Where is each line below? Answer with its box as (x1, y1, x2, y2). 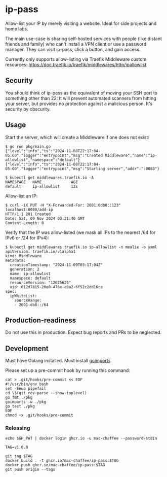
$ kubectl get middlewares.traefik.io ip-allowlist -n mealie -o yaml (5, 245, 157, 250)
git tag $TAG (5, 454, 33, 459)
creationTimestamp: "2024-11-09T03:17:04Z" (10, 262, 103, 267)
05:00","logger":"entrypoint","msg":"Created (5, 153, 103, 158)
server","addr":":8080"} (107, 166, 159, 171)
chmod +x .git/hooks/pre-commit (5, 413, 73, 418)
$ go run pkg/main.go (5, 144, 51, 149)
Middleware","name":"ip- (104, 153, 157, 158)
